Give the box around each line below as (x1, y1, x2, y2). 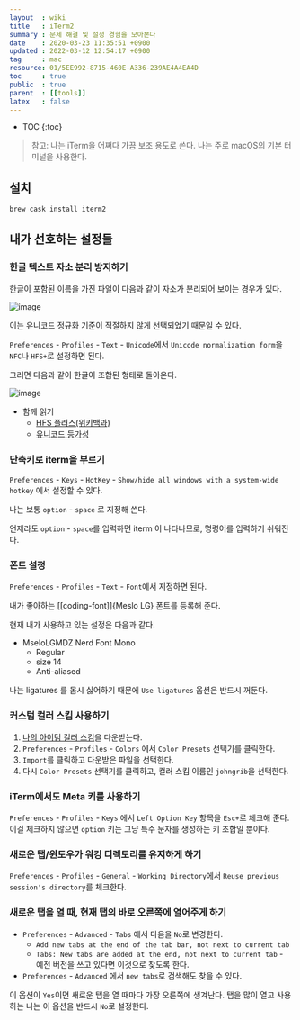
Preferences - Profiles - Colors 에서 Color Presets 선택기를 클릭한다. (22, 743, 276, 754)
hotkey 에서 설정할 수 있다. (9, 485, 103, 496)
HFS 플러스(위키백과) (35, 417, 110, 428)
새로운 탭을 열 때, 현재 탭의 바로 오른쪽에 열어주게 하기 (9, 907, 226, 919)
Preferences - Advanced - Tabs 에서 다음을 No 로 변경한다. (22, 928, 224, 939)
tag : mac (9, 55, 63, 64)
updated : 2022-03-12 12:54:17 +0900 (9, 47, 151, 56)
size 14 (35, 656, 62, 667)
